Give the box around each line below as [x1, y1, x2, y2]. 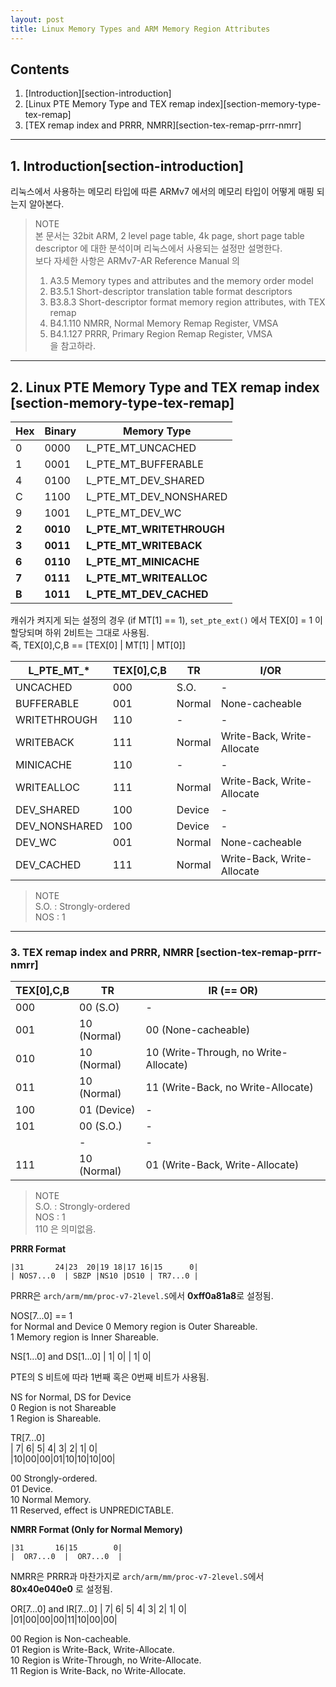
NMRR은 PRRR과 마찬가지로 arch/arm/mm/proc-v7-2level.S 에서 [10, 1571, 265, 1583]
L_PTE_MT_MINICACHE [86, 554, 200, 568]
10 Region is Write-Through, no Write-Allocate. [10, 1654, 202, 1666]
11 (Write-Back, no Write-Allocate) [145, 1081, 314, 1095]
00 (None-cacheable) [145, 1023, 251, 1037]
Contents [10, 61, 70, 78]
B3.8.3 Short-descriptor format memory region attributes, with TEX [49, 296, 326, 308]
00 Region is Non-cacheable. [10, 1633, 132, 1645]
